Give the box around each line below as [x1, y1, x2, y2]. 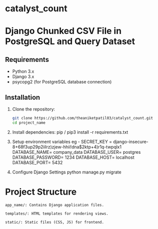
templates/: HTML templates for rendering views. [5, 211, 109, 216]
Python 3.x [12, 68, 34, 74]
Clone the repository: [12, 106, 55, 112]
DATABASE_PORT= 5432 [12, 159, 63, 165]
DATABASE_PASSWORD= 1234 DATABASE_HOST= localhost [12, 154, 134, 160]
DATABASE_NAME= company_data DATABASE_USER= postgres [12, 149, 141, 155]
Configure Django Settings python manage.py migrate [12, 169, 122, 175]
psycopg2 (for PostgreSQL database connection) [12, 79, 112, 85]
